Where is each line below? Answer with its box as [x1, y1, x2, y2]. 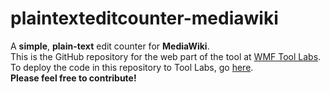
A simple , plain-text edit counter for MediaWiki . [10, 40, 210, 52]
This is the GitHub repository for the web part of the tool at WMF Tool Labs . [10, 50, 322, 62]
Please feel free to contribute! [10, 72, 137, 84]
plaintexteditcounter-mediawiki [10, 7, 279, 30]
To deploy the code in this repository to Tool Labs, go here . [10, 61, 254, 73]
